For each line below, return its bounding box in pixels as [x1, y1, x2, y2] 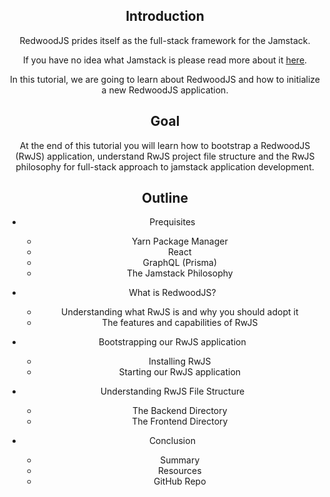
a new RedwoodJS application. [101, 84, 229, 96]
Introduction [125, 8, 205, 25]
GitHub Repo [153, 475, 207, 488]
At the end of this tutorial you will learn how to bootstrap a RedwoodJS [19, 139, 311, 151]
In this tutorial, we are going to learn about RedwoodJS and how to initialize [10, 73, 320, 85]
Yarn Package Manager [131, 235, 229, 248]
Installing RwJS [148, 355, 212, 368]
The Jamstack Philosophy [126, 267, 234, 279]
